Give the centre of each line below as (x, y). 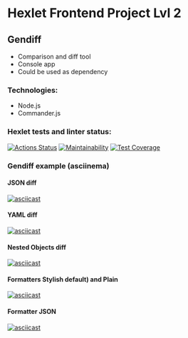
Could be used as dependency (63, 72)
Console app (36, 64)
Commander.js (39, 113)
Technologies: (33, 90)
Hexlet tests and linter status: (59, 132)
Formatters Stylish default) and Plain (63, 279)
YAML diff (22, 215)
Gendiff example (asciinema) (58, 165)
